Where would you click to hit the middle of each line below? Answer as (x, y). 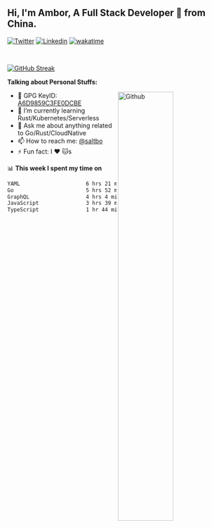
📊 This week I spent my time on (55, 168)
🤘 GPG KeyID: (37, 95)
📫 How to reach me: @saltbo (60, 141)
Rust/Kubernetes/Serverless (58, 118)
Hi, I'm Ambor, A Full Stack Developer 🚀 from (106, 13)
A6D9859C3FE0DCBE (49, 103)
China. (22, 24)
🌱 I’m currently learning (51, 111)
